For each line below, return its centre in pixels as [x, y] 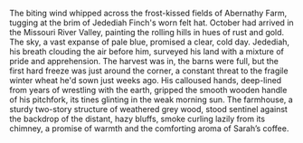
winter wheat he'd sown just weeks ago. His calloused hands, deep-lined [146, 80]
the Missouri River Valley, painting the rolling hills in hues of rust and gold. [147, 32]
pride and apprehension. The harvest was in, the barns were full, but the [144, 61]
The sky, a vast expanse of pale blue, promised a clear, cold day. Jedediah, [150, 42]
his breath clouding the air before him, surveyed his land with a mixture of [147, 52]
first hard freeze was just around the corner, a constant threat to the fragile [149, 71]
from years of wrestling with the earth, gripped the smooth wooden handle [148, 90]
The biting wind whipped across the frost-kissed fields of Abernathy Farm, [148, 13]
